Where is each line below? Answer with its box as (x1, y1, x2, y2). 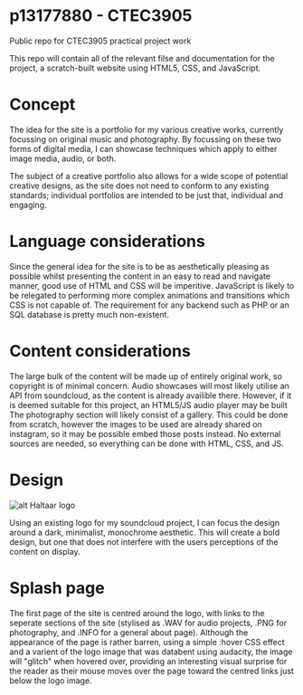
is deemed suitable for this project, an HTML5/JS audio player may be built (9, 399, 288, 410)
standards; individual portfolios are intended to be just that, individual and (9, 189, 283, 200)
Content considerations (9, 341, 192, 361)
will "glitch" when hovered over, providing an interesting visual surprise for (9, 655, 288, 666)
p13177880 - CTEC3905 (9, 5, 193, 26)
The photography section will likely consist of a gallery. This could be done (9, 409, 289, 420)
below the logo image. (9, 675, 92, 686)
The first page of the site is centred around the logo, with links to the (9, 607, 265, 618)
